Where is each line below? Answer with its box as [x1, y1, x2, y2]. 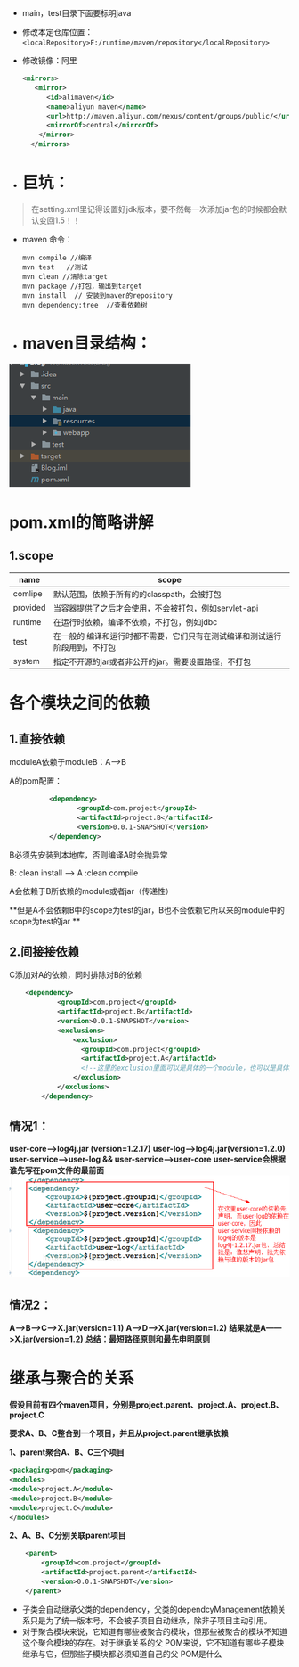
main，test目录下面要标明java [21, 8, 132, 18]
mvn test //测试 [21, 262, 88, 272]
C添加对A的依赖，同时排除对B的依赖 [9, 970, 143, 981]
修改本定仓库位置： [21, 27, 93, 37]
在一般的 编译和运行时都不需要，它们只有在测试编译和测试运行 [53, 631, 282, 642]
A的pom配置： [9, 776, 62, 786]
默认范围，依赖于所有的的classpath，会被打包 [53, 588, 222, 599]
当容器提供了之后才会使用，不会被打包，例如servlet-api [53, 603, 259, 613]
